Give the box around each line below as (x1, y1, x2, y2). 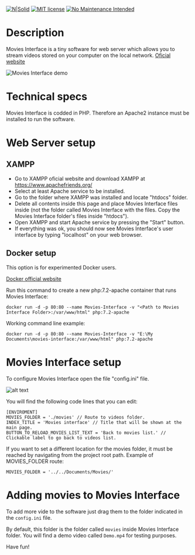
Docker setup (6, 248, 57, 258)
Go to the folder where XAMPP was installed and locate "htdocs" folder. (14, 194, 188, 201)
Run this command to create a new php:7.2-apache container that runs (6, 287, 177, 294)
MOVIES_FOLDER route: (6, 458, 64, 465)
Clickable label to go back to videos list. (6, 435, 117, 440)
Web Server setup (6, 136, 96, 150)
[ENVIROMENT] (6, 409, 38, 415)
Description (6, 26, 64, 39)
